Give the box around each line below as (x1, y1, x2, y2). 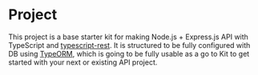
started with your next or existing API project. (8, 57, 158, 67)
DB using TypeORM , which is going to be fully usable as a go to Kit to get (8, 49, 250, 58)
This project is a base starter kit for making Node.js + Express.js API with (8, 32, 248, 41)
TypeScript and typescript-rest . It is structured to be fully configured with (8, 40, 251, 49)
